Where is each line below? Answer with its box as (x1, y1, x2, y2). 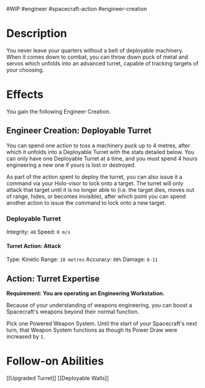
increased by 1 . (6, 333, 45, 340)
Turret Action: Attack (6, 242, 61, 249)
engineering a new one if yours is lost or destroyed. (6, 161, 136, 169)
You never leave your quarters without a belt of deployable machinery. (6, 46, 184, 54)
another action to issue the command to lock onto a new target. (6, 199, 166, 207)
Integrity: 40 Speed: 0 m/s (6, 228, 71, 235)
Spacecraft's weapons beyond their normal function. (6, 308, 140, 315)
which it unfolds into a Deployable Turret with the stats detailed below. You (6, 148, 195, 155)
